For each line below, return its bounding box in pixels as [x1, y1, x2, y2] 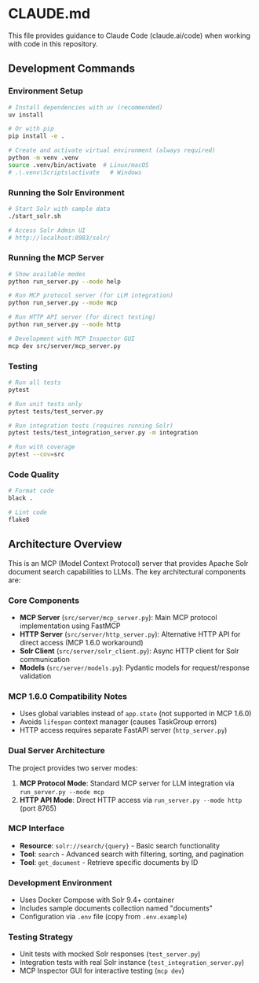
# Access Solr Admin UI [8, 226, 86, 235]
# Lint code [8, 508, 47, 516]
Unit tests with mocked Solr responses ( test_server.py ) [19, 949, 201, 959]
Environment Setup [8, 86, 84, 97]
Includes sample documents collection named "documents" [19, 904, 213, 913]
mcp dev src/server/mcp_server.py [8, 342, 122, 350]
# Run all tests [8, 379, 61, 386]
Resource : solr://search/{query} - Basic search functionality [19, 841, 221, 850]
